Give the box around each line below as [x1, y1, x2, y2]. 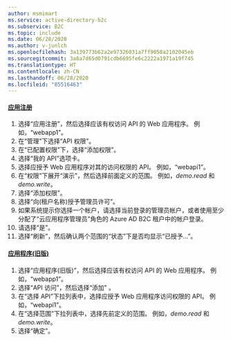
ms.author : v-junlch [8, 42, 68, 49]
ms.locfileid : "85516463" [8, 81, 82, 88]
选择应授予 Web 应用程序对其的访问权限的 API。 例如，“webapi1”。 [17, 163, 210, 172]
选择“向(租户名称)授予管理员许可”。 [17, 198, 120, 206]
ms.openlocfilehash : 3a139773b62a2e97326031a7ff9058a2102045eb [8, 49, 194, 56]
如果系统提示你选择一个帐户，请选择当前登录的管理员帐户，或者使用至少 [17, 206, 224, 214]
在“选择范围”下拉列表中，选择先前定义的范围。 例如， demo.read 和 [17, 309, 210, 317]
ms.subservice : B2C [8, 23, 64, 30]
